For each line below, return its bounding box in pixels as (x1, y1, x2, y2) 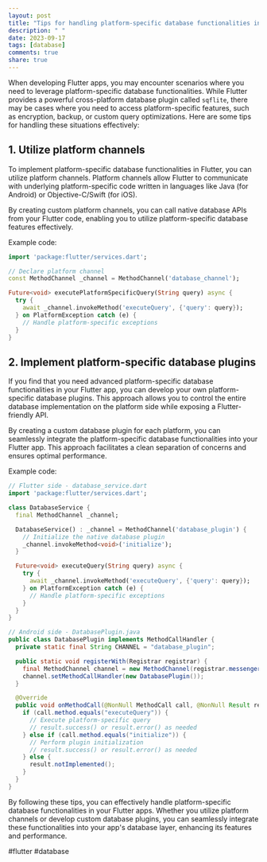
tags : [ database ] (8, 41, 66, 49)
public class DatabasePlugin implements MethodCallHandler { (8, 636, 215, 644)
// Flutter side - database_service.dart (8, 482, 148, 490)
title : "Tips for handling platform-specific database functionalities (8, 19, 250, 27)
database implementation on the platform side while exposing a (8, 402, 216, 411)
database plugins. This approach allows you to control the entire (36, 393, 246, 403)
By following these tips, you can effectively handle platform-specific (8, 797, 232, 806)
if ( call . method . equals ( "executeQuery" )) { (22, 709, 169, 717)
